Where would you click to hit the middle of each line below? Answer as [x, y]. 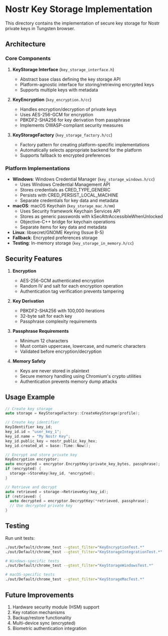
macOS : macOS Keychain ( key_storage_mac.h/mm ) [64, 205]
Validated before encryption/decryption [61, 351]
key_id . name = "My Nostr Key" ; [38, 436]
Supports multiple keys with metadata [59, 90]
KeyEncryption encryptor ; [32, 460]
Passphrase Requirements [41, 331]
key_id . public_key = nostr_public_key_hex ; [51, 441]
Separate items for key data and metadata [63, 227]
